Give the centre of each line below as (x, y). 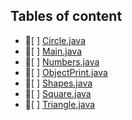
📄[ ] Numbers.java (62, 61)
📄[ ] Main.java (53, 51)
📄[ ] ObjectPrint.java (66, 72)
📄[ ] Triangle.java (60, 104)
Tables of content (66, 16)
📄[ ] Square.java (58, 93)
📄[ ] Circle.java (55, 40)
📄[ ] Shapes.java (58, 83)
